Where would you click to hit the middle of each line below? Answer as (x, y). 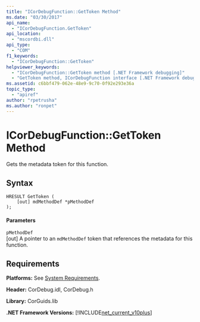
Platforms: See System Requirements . (53, 278)
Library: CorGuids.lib (32, 301)
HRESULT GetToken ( (30, 197)
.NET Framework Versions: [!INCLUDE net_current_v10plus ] (79, 312)
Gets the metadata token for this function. (57, 164)
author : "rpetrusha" (32, 100)
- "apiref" (25, 95)
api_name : (18, 23)
